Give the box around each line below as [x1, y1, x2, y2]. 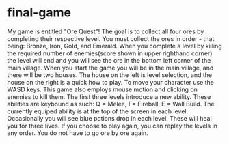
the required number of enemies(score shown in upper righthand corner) [7, 49, 213, 57]
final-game [7, 5, 72, 20]
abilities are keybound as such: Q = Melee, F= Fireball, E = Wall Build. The [7, 100, 215, 108]
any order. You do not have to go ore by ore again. [7, 128, 148, 137]
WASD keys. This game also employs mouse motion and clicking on [7, 85, 198, 93]
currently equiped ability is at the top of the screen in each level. [7, 107, 189, 115]
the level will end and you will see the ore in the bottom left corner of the [7, 56, 211, 64]
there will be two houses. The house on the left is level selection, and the [7, 70, 213, 79]
